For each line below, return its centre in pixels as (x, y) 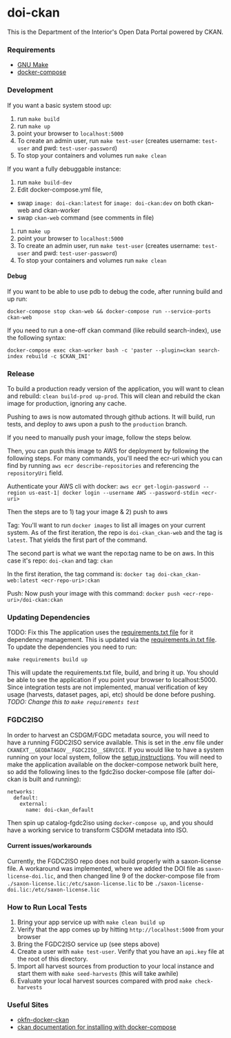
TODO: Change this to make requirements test (73, 702)
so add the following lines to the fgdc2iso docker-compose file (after (104, 771)
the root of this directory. (52, 959)
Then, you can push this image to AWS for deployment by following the (108, 451)
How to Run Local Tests (47, 907)
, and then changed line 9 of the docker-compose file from (137, 876)
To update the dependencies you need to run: (72, 647)
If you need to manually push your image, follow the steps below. (99, 437)
